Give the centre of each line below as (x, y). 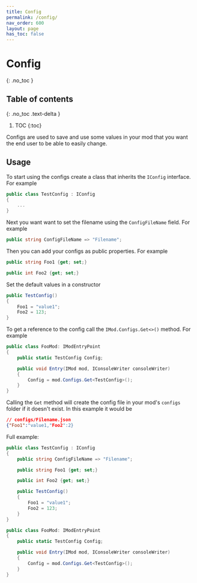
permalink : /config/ (32, 17)
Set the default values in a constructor (53, 284)
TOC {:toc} (28, 125)
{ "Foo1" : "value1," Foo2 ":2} (40, 426)
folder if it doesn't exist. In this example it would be (69, 409)
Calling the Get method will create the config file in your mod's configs (93, 402)
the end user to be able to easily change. (57, 143)
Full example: (23, 436)
